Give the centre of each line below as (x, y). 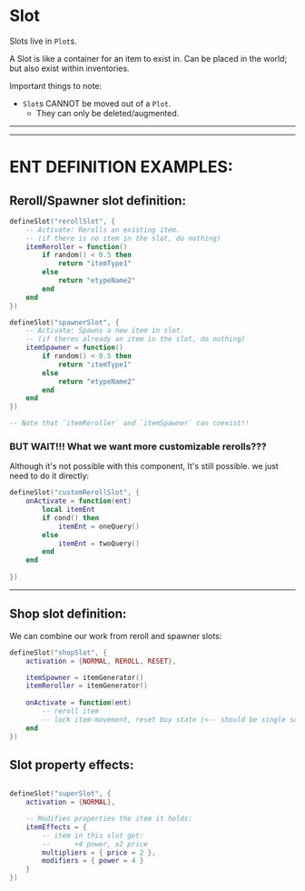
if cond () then (71, 518)
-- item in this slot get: (93, 836)
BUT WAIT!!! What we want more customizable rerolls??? (138, 446)
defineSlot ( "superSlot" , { (60, 794)
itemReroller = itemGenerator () (87, 686)
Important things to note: (56, 85)
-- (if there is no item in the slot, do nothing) (123, 238)
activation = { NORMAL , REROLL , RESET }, (101, 661)
